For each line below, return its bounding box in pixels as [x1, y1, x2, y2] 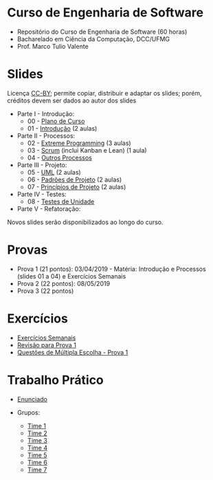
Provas [7, 242, 48, 258]
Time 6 [27, 458, 48, 466]
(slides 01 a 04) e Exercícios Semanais [16, 272, 126, 280]
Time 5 [27, 450, 47, 459]
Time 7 [27, 466, 47, 474]
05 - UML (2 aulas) [27, 168, 81, 176]
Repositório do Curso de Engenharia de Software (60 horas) [16, 28, 188, 36]
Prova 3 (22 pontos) [16, 287, 74, 295]
